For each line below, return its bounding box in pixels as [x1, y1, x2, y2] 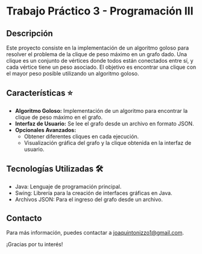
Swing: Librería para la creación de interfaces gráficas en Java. [14, 189, 173, 197]
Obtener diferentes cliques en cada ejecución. [24, 133, 139, 140]
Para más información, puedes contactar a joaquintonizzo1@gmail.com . [6, 229, 184, 237]
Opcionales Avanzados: [14, 126, 77, 133]
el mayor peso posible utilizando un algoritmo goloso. [6, 70, 139, 77]
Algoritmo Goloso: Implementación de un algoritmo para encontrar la [14, 107, 188, 114]
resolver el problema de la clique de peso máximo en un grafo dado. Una [6, 51, 188, 58]
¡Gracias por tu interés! [6, 241, 63, 248]
